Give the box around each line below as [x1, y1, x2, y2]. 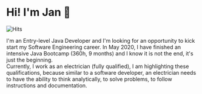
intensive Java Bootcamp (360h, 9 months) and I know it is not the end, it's [6, 49, 194, 57]
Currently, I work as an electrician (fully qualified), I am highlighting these [6, 63, 189, 70]
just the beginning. [6, 56, 53, 63]
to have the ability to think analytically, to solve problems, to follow [6, 75, 172, 83]
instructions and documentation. [6, 81, 87, 89]
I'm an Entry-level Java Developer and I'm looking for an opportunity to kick [6, 37, 195, 44]
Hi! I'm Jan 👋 [6, 5, 71, 19]
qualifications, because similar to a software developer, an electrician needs [6, 69, 197, 76]
